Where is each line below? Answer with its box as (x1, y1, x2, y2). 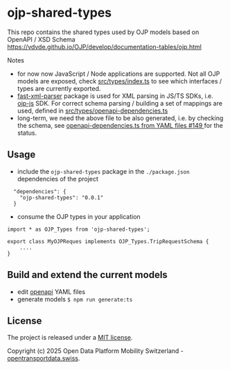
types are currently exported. (17, 84, 101, 92)
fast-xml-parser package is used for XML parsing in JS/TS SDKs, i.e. (17, 92, 213, 100)
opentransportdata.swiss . (7, 354, 80, 363)
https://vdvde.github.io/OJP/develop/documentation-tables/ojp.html (7, 42, 202, 51)
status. (17, 129, 37, 137)
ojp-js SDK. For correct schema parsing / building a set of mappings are (17, 99, 223, 107)
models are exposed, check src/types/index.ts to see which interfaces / (17, 76, 222, 85)
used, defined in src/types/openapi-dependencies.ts (17, 106, 168, 115)
